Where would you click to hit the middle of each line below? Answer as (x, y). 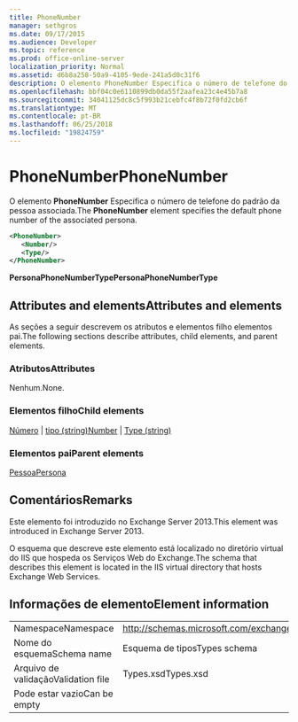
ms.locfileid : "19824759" (57, 133)
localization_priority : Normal (67, 67)
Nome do (33, 642)
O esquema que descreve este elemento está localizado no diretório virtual (146, 548)
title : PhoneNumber (45, 17)
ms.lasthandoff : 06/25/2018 (61, 125)
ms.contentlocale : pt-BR (55, 116)
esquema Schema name (63, 654)
